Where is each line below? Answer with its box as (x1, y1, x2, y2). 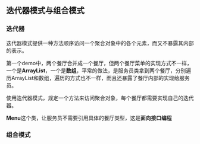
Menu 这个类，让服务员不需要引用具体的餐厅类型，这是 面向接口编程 (6, 114, 172, 121)
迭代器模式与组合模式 (6, 5, 85, 16)
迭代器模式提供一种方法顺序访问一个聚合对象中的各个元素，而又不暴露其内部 (6, 39, 194, 46)
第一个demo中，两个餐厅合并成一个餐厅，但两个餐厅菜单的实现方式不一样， (6, 59, 192, 66)
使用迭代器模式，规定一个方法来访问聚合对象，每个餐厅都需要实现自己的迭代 (6, 94, 194, 101)
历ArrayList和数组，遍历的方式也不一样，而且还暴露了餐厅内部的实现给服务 (6, 74, 190, 81)
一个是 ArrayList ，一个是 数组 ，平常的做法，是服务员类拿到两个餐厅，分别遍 (6, 67, 192, 74)
